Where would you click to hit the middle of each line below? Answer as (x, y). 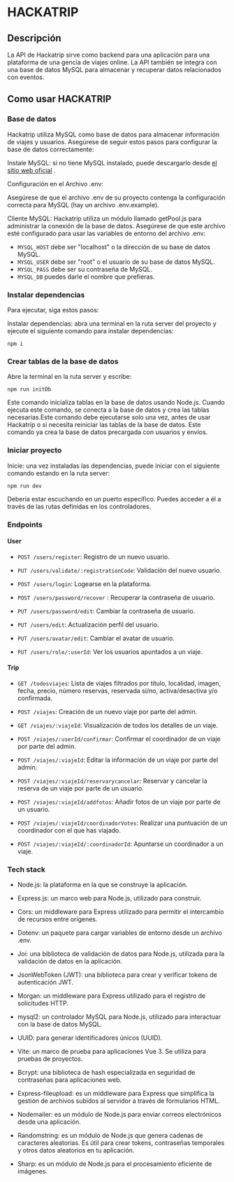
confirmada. (35, 698)
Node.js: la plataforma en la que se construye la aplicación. (102, 885)
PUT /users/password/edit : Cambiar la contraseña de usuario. (106, 611)
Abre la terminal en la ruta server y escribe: (70, 377)
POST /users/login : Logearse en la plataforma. (84, 584)
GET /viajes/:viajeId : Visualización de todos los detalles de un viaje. (118, 725)
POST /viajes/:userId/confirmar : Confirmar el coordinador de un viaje (119, 739)
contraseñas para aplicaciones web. (70, 1080)
